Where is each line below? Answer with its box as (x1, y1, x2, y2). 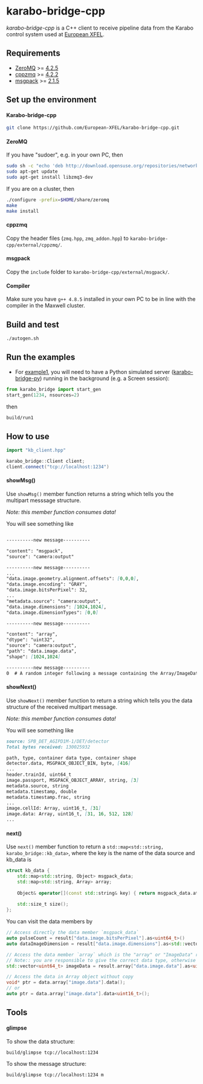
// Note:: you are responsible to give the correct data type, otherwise (6, 957, 196, 963)
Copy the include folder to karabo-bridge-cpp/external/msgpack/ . (6, 268, 170, 276)
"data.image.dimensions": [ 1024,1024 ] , (6, 604, 107, 610)
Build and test (6, 319, 59, 330)
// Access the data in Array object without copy (6, 974, 134, 980)
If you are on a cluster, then (6, 186, 74, 193)
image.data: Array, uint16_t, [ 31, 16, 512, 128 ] (6, 811, 134, 817)
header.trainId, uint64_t (6, 772, 71, 778)
